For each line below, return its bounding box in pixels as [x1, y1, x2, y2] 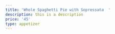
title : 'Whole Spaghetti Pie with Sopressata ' [5, 7, 111, 12]
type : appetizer [5, 21, 40, 26]
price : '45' [5, 16, 31, 21]
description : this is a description [5, 12, 83, 17]
